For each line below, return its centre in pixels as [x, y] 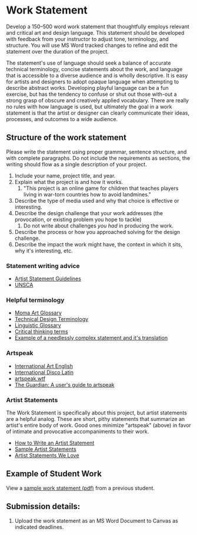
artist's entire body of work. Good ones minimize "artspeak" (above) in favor [98, 425]
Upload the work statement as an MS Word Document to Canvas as [96, 520]
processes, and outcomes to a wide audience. [62, 119]
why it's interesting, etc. [44, 250]
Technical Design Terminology [51, 319]
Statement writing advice [43, 266]
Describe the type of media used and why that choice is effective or [97, 200]
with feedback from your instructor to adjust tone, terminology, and [87, 39]
